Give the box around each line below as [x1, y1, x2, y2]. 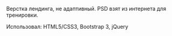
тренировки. [6, 11, 38, 19]
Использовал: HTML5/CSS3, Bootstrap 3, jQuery [6, 23, 129, 30]
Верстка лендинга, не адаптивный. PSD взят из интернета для [6, 5, 167, 12]
